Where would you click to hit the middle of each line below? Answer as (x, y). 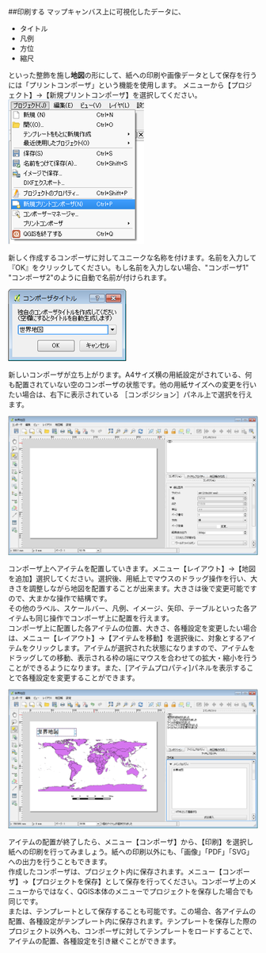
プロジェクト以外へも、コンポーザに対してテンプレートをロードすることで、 (133, 932)
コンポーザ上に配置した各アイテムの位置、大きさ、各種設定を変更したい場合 (133, 628)
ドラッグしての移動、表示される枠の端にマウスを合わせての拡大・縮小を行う (133, 658)
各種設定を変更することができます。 (81, 678)
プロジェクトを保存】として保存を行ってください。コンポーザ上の (142, 882)
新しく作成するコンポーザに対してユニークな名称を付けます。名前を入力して (133, 257)
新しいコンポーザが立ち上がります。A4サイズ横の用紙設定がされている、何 (130, 375)
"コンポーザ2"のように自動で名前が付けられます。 (89, 277)
